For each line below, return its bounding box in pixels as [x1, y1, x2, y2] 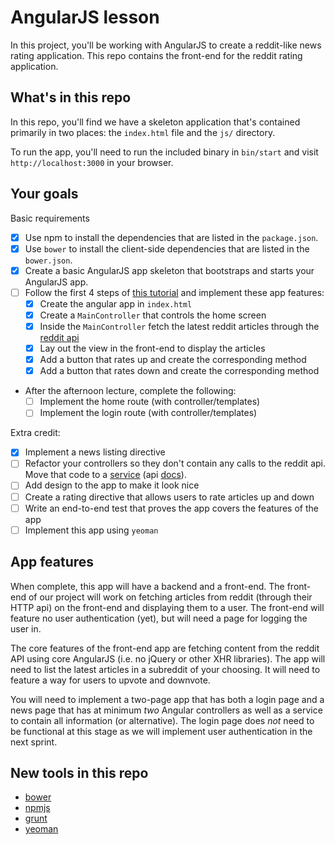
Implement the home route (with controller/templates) [39, 396, 261, 408]
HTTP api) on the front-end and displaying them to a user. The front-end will [10, 601, 325, 613]
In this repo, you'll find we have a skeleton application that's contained [10, 116, 301, 128]
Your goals [10, 186, 79, 203]
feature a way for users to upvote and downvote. [10, 674, 211, 686]
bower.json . [24, 254, 73, 266]
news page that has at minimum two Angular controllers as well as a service [10, 704, 323, 716]
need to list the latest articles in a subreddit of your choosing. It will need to [10, 663, 321, 675]
